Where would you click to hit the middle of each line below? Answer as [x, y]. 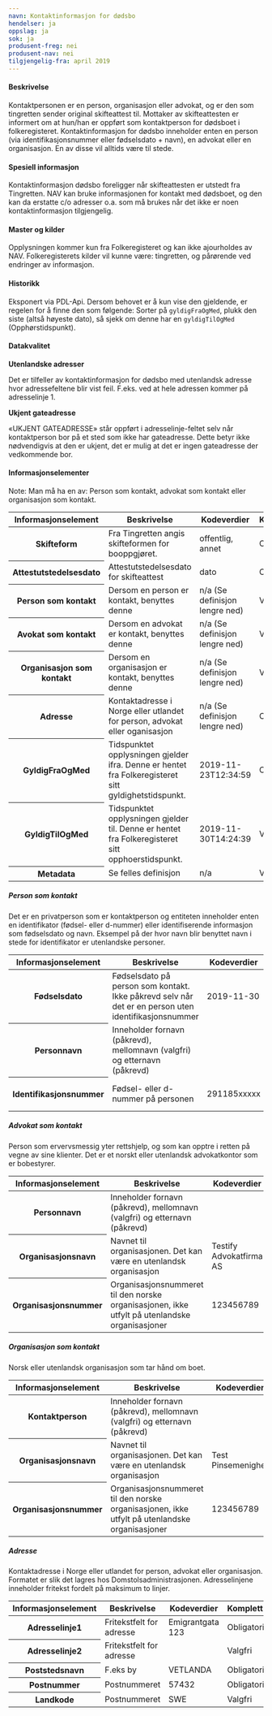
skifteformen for [139, 543]
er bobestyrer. [32, 1163]
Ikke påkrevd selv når [153, 996]
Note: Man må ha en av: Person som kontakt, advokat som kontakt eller [127, 491]
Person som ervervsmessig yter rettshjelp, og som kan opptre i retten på [130, 1146]
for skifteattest [136, 577]
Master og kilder [36, 229]
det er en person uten [153, 1006]
